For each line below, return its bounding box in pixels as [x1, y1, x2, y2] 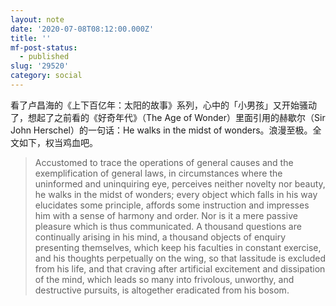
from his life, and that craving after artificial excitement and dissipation [34, 262, 326, 275]
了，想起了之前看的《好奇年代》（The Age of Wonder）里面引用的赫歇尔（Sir [10, 111, 326, 123]
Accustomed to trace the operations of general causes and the [34, 156, 294, 168]
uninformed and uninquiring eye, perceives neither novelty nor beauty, [34, 177, 326, 190]
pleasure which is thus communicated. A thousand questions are [34, 220, 302, 232]
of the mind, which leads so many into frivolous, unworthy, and [34, 273, 295, 285]
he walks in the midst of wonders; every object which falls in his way [34, 188, 318, 200]
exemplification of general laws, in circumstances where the [34, 167, 283, 179]
